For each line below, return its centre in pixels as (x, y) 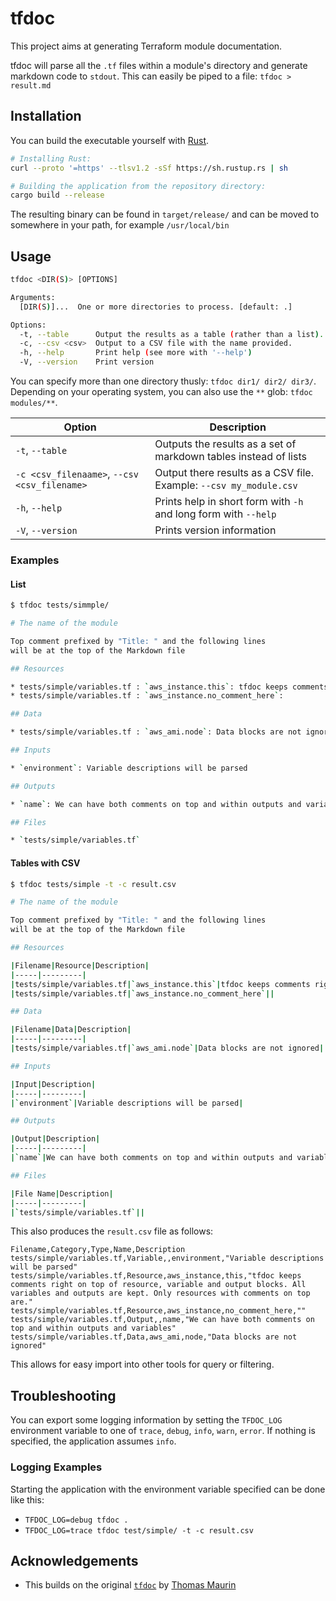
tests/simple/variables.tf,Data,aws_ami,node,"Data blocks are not (154, 1337)
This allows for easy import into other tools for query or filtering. (142, 1364)
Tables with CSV (45, 863)
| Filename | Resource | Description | (80, 965)
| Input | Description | (53, 1084)
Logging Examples (56, 1467)
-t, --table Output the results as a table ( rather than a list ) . (172, 334)
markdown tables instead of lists (230, 457)
